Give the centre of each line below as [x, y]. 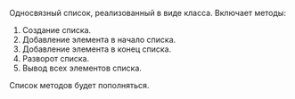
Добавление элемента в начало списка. [99, 40]
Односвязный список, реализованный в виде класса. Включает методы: [148, 13]
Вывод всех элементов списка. [82, 68]
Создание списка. [57, 30]
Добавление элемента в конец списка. [97, 49]
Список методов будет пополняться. [79, 85]
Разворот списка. [56, 58]
